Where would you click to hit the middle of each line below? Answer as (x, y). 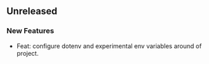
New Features (30, 31)
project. (27, 53)
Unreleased (32, 11)
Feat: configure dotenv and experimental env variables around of (109, 46)
